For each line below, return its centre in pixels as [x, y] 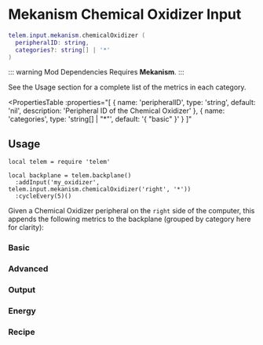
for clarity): [26, 227]
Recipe [22, 332]
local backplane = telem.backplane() [70, 176]
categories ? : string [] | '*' [63, 50]
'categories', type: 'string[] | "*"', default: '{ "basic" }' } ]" [100, 119]
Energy [22, 310]
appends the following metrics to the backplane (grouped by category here [130, 219]
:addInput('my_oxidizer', [58, 183]
